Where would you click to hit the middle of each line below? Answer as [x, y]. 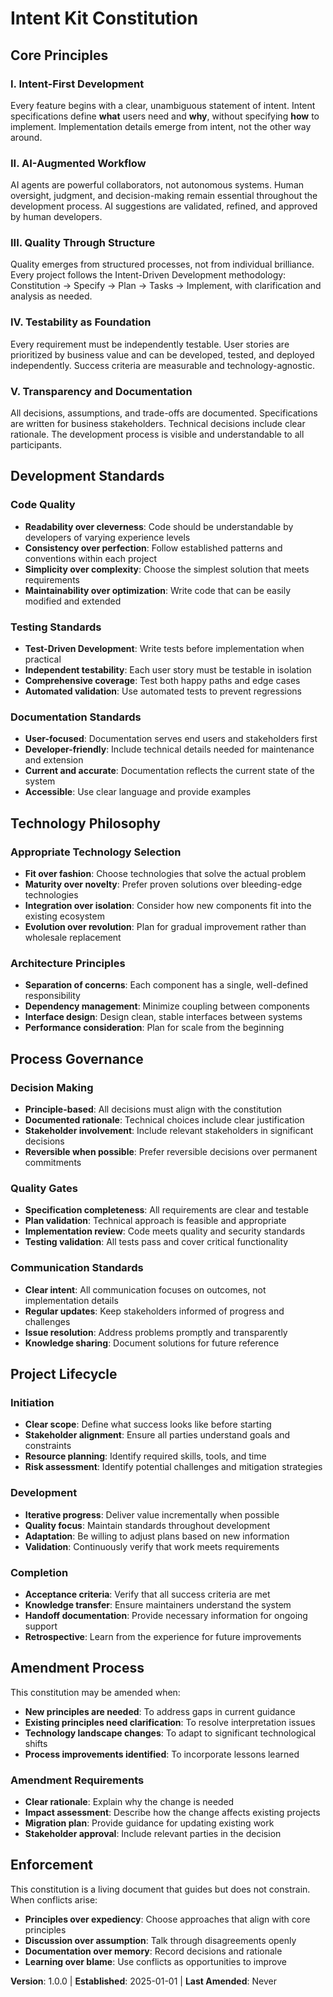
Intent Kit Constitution [104, 18]
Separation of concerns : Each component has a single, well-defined [166, 985]
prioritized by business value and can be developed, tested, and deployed [162, 354]
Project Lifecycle [64, 1374]
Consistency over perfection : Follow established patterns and [153, 548]
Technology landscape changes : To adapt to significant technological [170, 1733]
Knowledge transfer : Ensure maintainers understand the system [158, 1604]
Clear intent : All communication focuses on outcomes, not [145, 1289]
